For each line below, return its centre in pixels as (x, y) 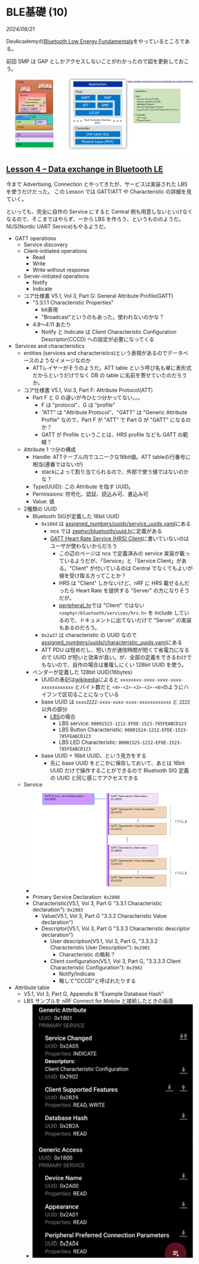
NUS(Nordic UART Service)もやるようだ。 (58, 227)
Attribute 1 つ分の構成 (49, 449)
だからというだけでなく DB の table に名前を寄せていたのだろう (110, 375)
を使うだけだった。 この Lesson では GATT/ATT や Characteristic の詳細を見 (99, 192)
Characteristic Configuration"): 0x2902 (96, 967)
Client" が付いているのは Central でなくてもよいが (132, 568)
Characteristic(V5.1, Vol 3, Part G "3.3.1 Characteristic (97, 903)
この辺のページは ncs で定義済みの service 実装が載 (122, 553)
